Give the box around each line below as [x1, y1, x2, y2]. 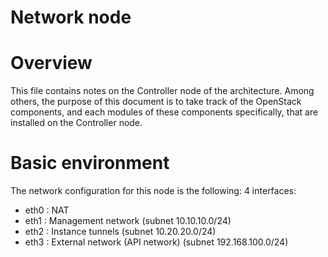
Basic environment [10, 152, 170, 175]
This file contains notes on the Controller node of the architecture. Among [10, 85, 315, 97]
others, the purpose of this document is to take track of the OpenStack [10, 96, 302, 108]
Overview [10, 52, 93, 75]
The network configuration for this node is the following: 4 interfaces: [10, 185, 297, 197]
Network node [10, 6, 132, 29]
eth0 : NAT [24, 204, 70, 216]
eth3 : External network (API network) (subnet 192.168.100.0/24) [24, 236, 289, 248]
